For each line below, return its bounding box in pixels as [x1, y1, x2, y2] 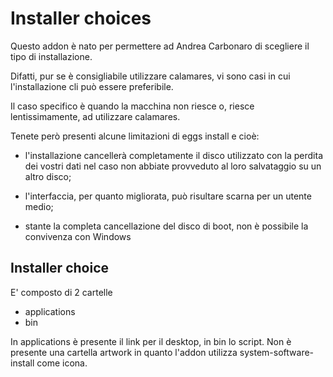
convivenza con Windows [24, 230, 132, 242]
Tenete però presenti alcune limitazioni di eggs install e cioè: [10, 130, 260, 142]
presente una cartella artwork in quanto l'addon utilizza [10, 346, 238, 358]
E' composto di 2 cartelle [10, 286, 113, 298]
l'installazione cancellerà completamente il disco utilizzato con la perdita [24, 149, 324, 161]
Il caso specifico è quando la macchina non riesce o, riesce [10, 100, 255, 112]
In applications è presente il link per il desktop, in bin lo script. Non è [10, 335, 292, 347]
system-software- [239, 346, 315, 358]
